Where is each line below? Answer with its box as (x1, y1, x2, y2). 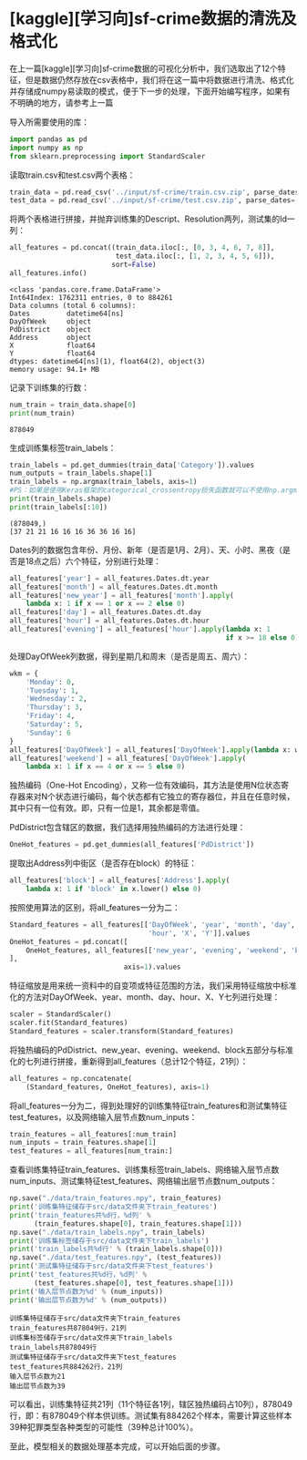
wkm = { (9, 669, 39, 678)
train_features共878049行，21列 (9, 1323, 128, 1332)
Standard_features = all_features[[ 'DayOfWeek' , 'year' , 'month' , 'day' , (9, 920, 296, 930)
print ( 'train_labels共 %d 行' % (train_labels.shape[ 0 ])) (9, 1245, 223, 1254)
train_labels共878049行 (9, 1342, 97, 1352)
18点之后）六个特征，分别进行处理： (25, 555, 162, 566)
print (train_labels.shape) (9, 494, 112, 504)
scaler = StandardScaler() (9, 1010, 112, 1019)
